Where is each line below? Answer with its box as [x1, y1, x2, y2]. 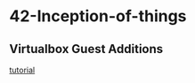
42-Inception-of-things [9, 6, 187, 26]
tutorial [9, 64, 36, 75]
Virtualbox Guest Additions [9, 41, 164, 57]
